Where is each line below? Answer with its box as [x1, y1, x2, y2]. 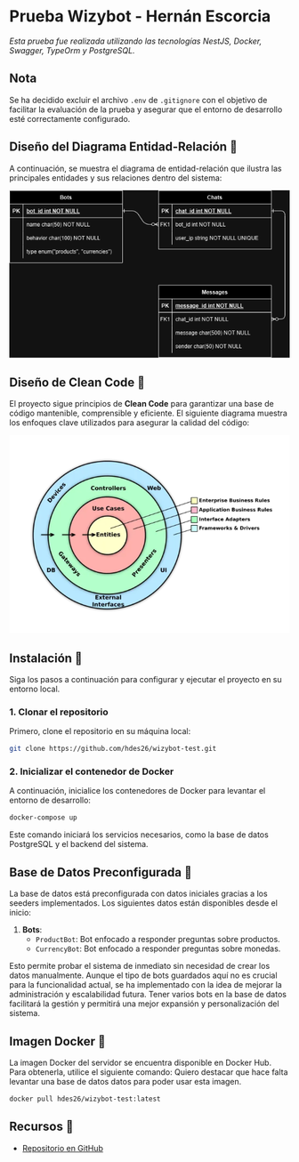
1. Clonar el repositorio [9, 706, 109, 718]
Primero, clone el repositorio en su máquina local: [9, 726, 191, 737]
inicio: [9, 908, 31, 918]
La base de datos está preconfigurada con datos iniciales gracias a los [9, 888, 269, 900]
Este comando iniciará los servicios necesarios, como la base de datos [9, 829, 269, 840]
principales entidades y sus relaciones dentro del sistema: [9, 172, 222, 183]
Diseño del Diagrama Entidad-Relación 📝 [9, 140, 238, 155]
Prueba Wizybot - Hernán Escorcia [9, 6, 271, 27]
